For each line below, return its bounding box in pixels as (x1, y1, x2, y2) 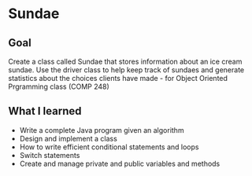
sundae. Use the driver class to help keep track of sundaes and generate (8, 65, 245, 75)
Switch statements (19, 150, 80, 159)
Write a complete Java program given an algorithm (19, 125, 184, 134)
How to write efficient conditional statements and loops (19, 142, 199, 152)
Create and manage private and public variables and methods (19, 159, 220, 168)
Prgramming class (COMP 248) (8, 82, 110, 91)
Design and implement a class (19, 134, 118, 143)
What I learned (8, 104, 82, 118)
